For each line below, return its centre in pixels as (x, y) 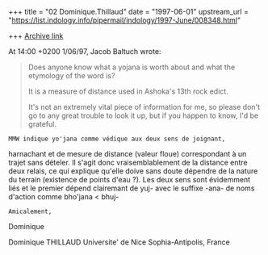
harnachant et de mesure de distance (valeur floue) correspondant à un (128, 154)
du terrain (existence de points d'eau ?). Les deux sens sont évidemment (130, 180)
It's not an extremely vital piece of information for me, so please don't (144, 107)
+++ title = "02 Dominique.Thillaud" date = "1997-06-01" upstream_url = (128, 12)
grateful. (42, 124)
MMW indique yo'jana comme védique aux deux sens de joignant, (117, 139)
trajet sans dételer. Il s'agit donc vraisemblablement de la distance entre (128, 162)
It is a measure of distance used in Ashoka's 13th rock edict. (128, 91)
